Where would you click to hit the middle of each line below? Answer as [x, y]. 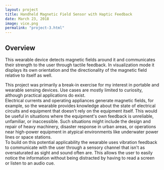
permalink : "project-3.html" [35, 28]
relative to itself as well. [29, 75]
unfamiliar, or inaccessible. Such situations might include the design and [78, 121]
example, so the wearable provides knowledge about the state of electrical [80, 106]
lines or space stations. [29, 137]
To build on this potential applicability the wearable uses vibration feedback [81, 142]
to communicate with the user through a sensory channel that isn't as [75, 147]
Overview [20, 48]
